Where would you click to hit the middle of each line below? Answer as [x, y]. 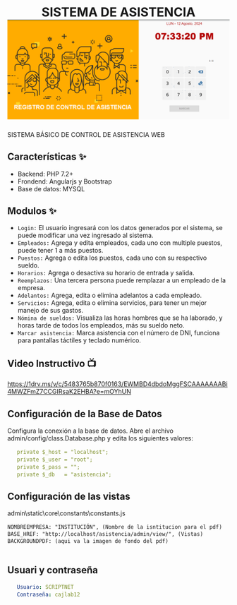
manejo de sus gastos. [50, 311]
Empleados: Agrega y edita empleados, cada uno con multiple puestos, [120, 243]
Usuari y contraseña [53, 570]
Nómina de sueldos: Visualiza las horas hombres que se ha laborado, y [120, 318]
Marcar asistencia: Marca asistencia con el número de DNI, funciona [119, 333]
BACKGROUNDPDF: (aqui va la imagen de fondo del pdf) [88, 541]
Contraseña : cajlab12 [48, 595]
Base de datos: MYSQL [51, 188]
